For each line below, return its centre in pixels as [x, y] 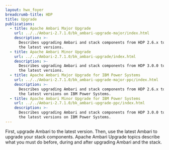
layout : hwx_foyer [24, 10]
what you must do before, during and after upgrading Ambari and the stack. [83, 142]
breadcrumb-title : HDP [29, 15]
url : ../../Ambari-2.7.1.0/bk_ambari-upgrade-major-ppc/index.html [86, 80]
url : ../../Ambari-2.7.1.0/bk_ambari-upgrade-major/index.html [82, 33]
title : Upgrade [21, 19]
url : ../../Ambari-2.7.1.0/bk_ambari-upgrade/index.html [75, 56]
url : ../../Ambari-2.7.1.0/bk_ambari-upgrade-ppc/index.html [79, 103]
